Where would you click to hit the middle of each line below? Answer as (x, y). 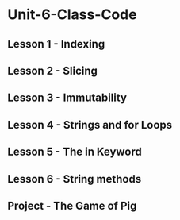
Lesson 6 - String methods (75, 179)
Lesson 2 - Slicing (53, 70)
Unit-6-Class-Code (72, 15)
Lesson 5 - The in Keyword (75, 152)
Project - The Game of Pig (72, 205)
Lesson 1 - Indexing (56, 44)
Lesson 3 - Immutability (67, 98)
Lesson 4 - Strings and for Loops (90, 125)
